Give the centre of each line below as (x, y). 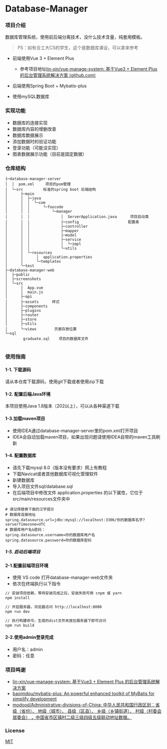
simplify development (35, 699)
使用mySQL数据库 (31, 97)
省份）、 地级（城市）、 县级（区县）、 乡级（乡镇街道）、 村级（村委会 (91, 711)
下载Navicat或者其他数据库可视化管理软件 (55, 474)
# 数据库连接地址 (20, 514)
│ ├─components (27, 306)
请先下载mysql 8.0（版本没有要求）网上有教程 (60, 467)
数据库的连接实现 (30, 123)
